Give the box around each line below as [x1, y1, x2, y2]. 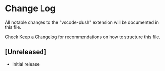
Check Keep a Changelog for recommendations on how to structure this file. [5, 34, 161, 40]
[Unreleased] [5, 48, 47, 56]
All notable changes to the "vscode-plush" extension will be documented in [5, 19, 159, 25]
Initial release [12, 61, 40, 67]
